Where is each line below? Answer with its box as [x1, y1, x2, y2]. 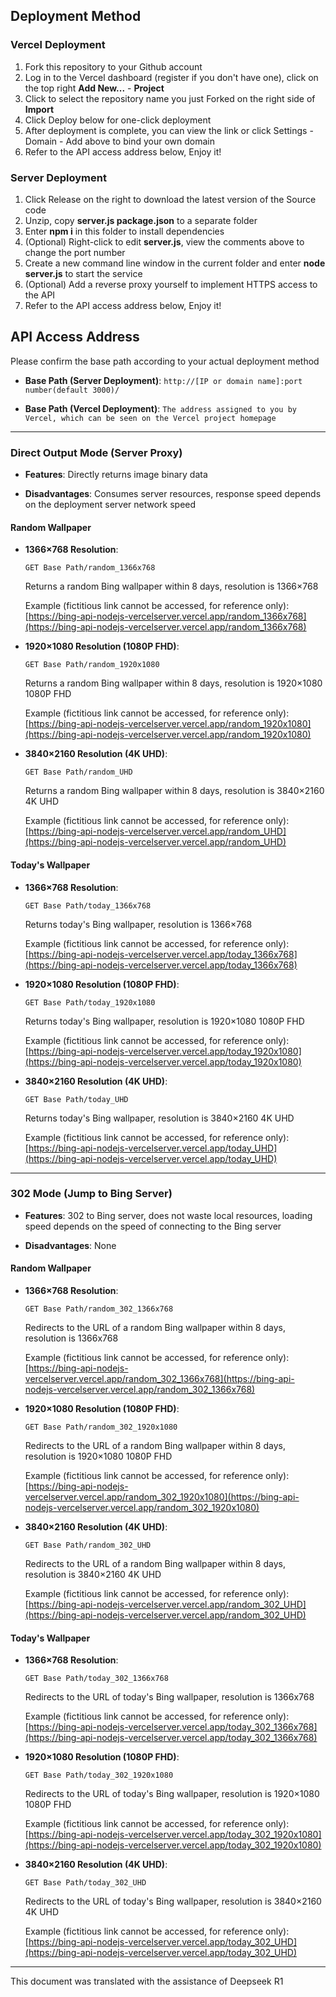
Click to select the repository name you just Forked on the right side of [24, 92, 316, 104]
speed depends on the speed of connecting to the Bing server [24, 1220, 282, 1232]
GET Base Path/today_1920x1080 [24, 997, 156, 1008]
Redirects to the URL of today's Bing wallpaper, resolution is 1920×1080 [24, 1788, 320, 1800]
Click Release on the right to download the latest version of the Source [24, 193, 317, 205]
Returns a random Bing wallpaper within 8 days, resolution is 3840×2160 [24, 785, 325, 797]
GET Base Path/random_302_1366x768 [24, 1304, 174, 1314]
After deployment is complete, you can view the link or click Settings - [24, 124, 314, 136]
